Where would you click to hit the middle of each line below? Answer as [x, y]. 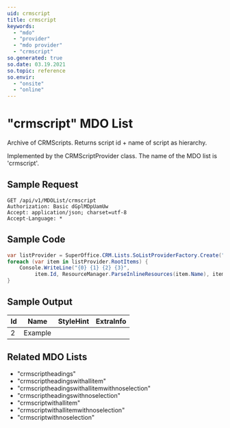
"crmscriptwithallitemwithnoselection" [71, 410]
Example [37, 333]
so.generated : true [35, 58]
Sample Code [36, 239]
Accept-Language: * [35, 218]
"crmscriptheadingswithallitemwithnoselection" [84, 388]
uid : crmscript [29, 13]
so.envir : [21, 77]
